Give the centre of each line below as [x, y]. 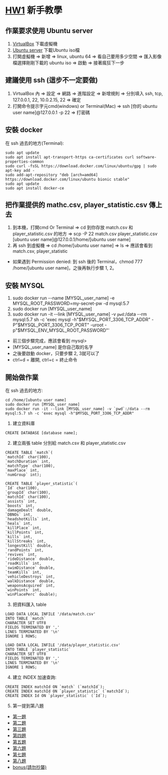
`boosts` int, [20, 506]
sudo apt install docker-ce [35, 188]
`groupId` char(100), [28, 493]
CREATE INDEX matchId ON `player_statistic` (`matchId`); [67, 691]
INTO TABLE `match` [26, 618]
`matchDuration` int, [28, 461]
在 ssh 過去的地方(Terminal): [35, 143]
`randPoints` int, [24, 550]
